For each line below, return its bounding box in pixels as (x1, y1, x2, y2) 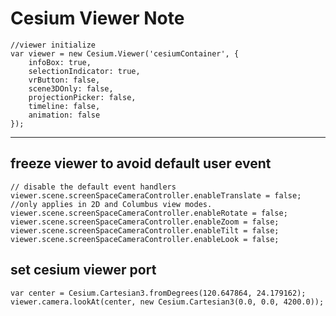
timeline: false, (28, 101, 101, 111)
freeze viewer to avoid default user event (10, 155, 272, 172)
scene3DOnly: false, (28, 83, 114, 94)
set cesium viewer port (10, 262, 157, 279)
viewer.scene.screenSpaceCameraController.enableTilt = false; (10, 225, 280, 236)
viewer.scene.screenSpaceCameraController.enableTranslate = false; (10, 190, 302, 201)
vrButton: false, (28, 75, 101, 85)
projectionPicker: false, (28, 92, 137, 102)
